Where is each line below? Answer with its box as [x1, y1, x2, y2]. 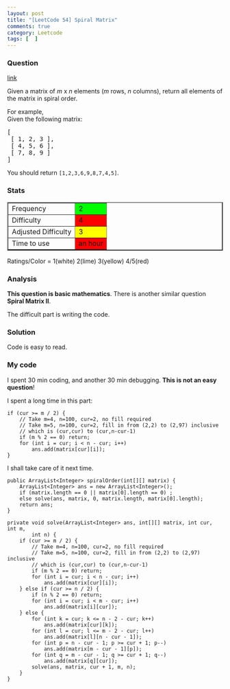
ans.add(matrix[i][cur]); [43, 603, 118, 610]
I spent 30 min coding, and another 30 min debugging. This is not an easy [7, 376, 217, 384]
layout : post [7, 10, 44, 17]
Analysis [7, 274, 38, 284]
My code [7, 360, 37, 370]
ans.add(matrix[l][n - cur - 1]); [43, 633, 142, 640]
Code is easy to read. [7, 343, 67, 351]
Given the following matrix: [7, 115, 83, 124]
